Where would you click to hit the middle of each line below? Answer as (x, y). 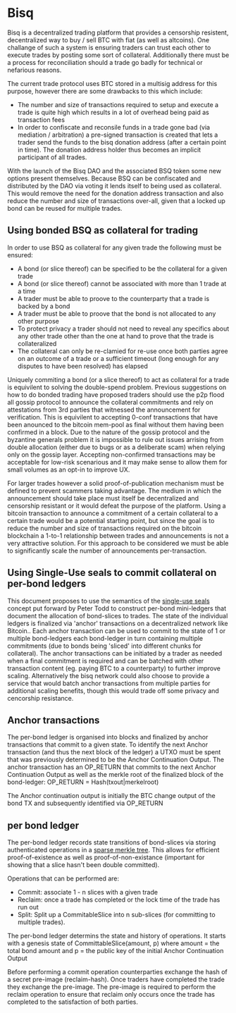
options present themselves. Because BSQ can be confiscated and (104, 178)
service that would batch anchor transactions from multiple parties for (109, 683)
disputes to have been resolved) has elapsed (82, 366)
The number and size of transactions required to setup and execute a (118, 104)
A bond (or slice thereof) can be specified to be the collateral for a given (122, 269)
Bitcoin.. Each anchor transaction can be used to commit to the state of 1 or (117, 631)
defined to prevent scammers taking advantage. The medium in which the (114, 491)
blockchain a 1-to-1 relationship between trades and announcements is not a (118, 535)
